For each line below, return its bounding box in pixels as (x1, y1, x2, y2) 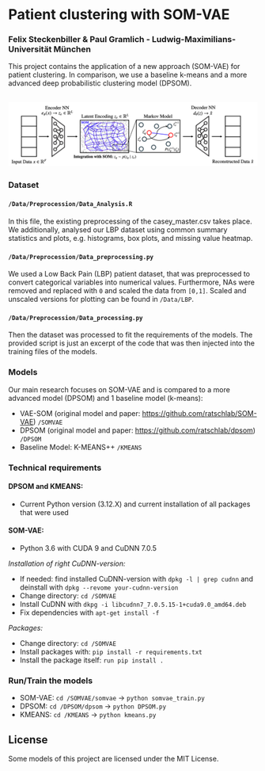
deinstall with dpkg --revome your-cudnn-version (19, 582, 179, 592)
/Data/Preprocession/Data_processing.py (8, 314, 144, 322)
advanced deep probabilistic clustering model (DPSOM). (8, 78, 192, 88)
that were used (19, 507, 69, 517)
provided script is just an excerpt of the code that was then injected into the (8, 338, 256, 348)
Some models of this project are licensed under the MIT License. (8, 754, 219, 764)
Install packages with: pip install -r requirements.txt (19, 647, 203, 656)
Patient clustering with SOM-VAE (8, 6, 230, 24)
